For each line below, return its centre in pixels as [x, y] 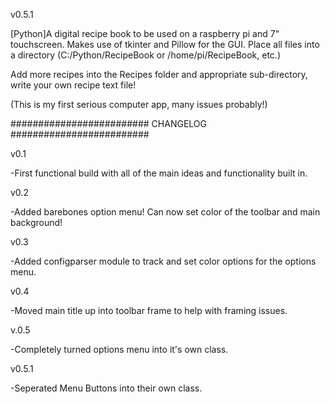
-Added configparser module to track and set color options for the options [163, 261]
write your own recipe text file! [73, 85]
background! [36, 222]
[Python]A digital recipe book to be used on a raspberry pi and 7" [145, 33]
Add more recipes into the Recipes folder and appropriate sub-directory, [159, 74]
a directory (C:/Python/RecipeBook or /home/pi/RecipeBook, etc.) [145, 55]
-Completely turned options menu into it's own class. [119, 349]
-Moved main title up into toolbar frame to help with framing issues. [149, 310]
